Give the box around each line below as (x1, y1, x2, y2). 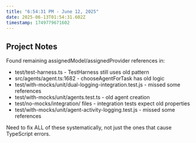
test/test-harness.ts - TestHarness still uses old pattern (14, 69, 149, 76)
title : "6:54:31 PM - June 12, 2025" (6, 8, 99, 15)
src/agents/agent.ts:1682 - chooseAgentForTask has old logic (14, 75, 165, 82)
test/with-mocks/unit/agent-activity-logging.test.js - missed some (14, 106, 175, 113)
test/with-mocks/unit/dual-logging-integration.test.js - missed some (14, 81, 181, 89)
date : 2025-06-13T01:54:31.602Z (6, 14, 86, 20)
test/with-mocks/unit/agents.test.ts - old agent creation (14, 94, 150, 101)
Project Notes (6, 41, 58, 51)
